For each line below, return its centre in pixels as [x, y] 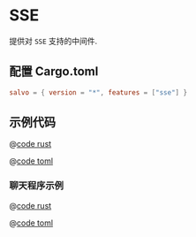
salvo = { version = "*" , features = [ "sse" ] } [98, 92]
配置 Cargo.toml [54, 72]
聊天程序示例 [37, 186]
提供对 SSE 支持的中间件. [53, 41]
